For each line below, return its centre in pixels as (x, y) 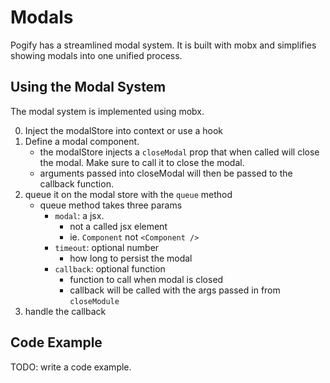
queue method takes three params (111, 205)
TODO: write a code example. (71, 367)
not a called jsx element (118, 226)
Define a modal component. (82, 141)
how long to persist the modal (131, 258)
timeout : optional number (107, 247)
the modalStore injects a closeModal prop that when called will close (179, 152)
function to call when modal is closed (146, 279)
